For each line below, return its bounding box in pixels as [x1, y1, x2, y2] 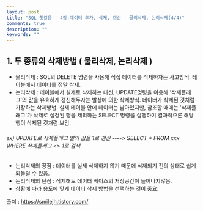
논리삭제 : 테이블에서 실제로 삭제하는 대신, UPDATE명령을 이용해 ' [15, 88, 172, 95]
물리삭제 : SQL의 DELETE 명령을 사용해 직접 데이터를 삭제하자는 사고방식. [15, 73, 191, 80]
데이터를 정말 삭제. [36, 81, 81, 88]
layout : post [6, 9, 40, 15]
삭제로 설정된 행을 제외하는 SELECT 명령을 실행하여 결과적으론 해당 [33, 111, 194, 119]
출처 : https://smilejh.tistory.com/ [6, 198, 89, 205]
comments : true [6, 20, 45, 26]
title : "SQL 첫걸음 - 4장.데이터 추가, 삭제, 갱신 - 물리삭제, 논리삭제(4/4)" [6, 15, 185, 21]
